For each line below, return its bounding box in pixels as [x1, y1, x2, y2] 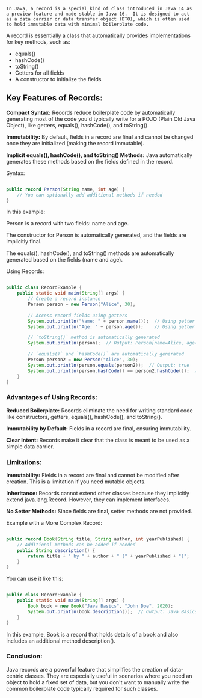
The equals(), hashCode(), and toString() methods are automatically [6, 250, 174, 257]
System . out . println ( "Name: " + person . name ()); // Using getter [28, 318, 195, 324]
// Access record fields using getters [28, 313, 128, 319]
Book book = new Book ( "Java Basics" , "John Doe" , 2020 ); [28, 603, 174, 610]
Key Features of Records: [6, 93, 103, 103]
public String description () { [17, 547, 96, 553]
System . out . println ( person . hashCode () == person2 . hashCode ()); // [28, 367, 200, 374]
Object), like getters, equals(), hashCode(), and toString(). [6, 121, 149, 129]
